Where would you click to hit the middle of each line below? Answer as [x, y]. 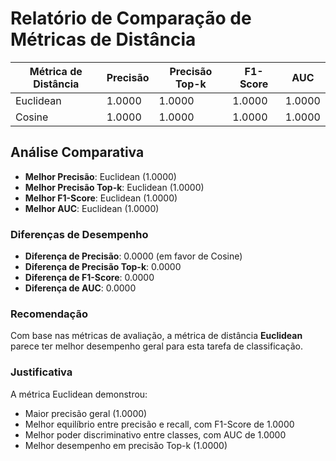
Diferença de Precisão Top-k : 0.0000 [103, 267]
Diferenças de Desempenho [79, 234]
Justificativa [41, 372]
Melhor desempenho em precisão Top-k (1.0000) [126, 445]
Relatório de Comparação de [131, 18]
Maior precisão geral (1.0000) [86, 413]
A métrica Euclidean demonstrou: [79, 394]
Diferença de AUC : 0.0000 [80, 288]
